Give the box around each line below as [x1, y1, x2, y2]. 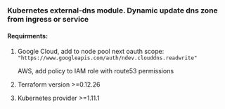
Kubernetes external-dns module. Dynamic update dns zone [7, 6, 218, 15]
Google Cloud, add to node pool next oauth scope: [17, 48, 165, 56]
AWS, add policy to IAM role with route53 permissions [17, 67, 174, 75]
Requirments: [7, 31, 48, 40]
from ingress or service [7, 14, 89, 24]
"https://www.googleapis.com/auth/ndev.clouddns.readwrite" [17, 54, 198, 61]
